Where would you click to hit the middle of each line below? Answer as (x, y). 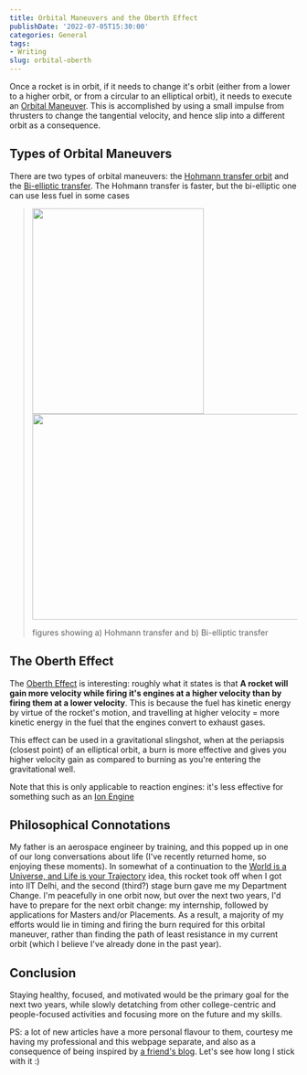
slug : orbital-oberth (51, 60)
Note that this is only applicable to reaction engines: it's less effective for (147, 786)
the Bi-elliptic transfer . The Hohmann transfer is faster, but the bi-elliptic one (153, 186)
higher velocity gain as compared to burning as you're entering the (135, 759)
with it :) (25, 1061)
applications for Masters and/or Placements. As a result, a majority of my (147, 915)
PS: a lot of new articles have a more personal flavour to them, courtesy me (151, 1032)
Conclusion (43, 973)
